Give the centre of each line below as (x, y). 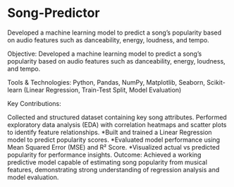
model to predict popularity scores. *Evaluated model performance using (114, 140)
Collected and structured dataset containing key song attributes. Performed (117, 117)
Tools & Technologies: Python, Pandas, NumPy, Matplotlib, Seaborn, (106, 82)
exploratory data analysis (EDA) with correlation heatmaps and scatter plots (117, 124)
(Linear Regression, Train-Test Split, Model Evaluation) (103, 90)
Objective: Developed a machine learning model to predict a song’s (105, 54)
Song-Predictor (54, 13)
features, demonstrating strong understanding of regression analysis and (113, 169)
